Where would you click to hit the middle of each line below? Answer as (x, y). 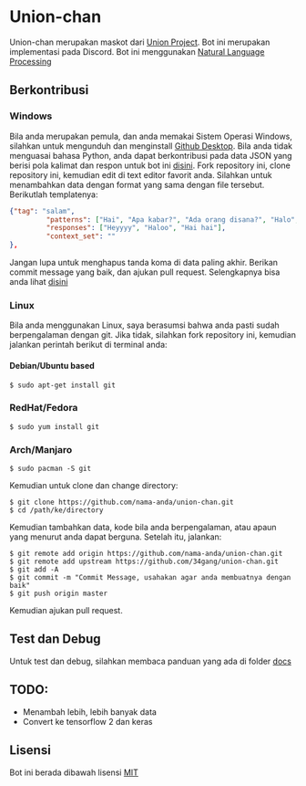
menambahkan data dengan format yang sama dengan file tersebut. (137, 184)
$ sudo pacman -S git (51, 469)
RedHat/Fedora (44, 408)
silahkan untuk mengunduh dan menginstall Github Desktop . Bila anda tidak (151, 146)
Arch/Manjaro (41, 449)
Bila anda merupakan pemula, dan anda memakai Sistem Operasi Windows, (151, 136)
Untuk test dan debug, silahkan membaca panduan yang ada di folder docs (150, 661)
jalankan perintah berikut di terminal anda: (88, 345)
